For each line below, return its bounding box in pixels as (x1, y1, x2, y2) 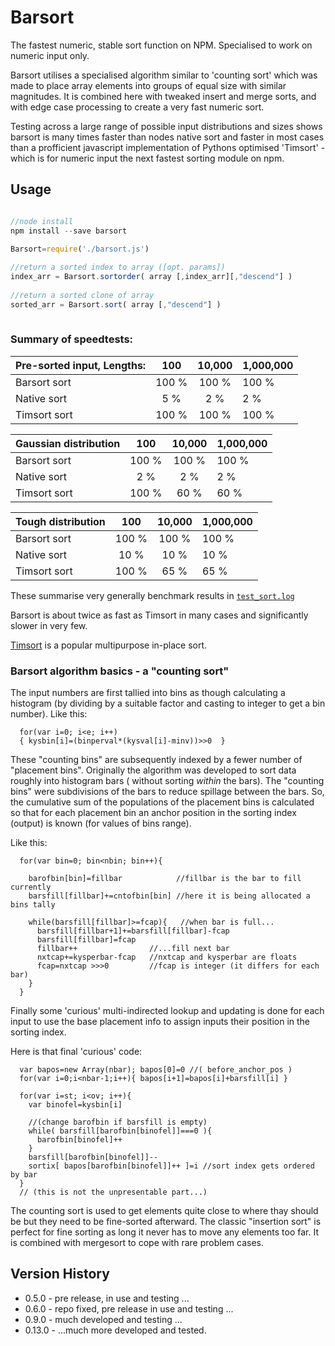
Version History (10, 1266, 110, 1283)
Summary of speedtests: (10, 332, 134, 346)
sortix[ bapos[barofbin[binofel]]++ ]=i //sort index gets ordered (28, 1161, 315, 1171)
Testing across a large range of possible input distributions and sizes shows (10, 120, 323, 132)
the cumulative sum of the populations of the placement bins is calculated (10, 796, 315, 808)
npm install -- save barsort (10, 226, 128, 236)
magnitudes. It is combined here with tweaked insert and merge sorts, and (10, 90, 317, 102)
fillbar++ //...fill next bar (36, 944, 230, 954)
